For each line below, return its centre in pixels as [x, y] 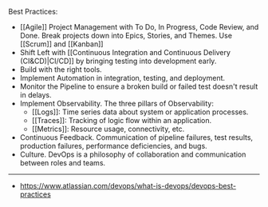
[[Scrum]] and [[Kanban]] [61, 44]
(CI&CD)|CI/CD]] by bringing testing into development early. [118, 61]
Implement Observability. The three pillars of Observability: [116, 103]
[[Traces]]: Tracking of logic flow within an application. [122, 120]
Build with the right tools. [61, 70]
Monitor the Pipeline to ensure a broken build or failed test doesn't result [139, 86]
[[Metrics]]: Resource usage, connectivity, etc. [108, 129]
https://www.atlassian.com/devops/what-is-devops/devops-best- [128, 186]
